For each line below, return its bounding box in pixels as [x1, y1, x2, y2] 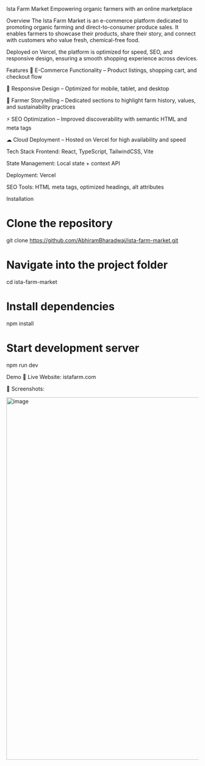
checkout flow [6, 73, 43, 80]
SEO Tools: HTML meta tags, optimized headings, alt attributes [6, 183, 164, 190]
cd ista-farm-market [6, 278, 57, 286]
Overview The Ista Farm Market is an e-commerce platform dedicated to [6, 17, 189, 24]
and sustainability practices [6, 103, 76, 110]
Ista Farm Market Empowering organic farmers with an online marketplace [6, 5, 193, 12]
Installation [6, 195, 34, 202]
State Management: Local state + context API [6, 160, 120, 167]
